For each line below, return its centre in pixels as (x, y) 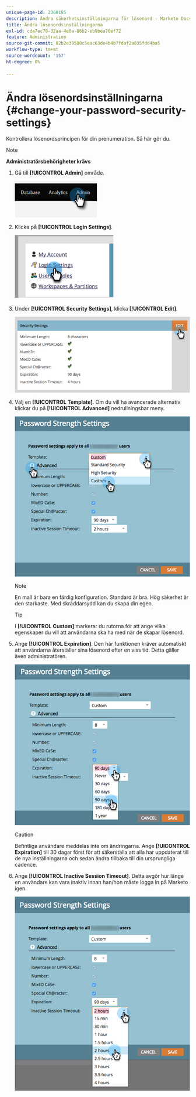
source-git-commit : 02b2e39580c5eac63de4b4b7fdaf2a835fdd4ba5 (83, 43)
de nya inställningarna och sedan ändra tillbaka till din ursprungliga (95, 858)
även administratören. (41, 656)
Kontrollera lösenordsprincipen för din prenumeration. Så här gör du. (88, 139)
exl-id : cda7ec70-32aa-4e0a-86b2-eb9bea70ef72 (64, 31)
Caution (24, 834)
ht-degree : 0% (23, 62)
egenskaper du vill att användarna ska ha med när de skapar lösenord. (99, 632)
